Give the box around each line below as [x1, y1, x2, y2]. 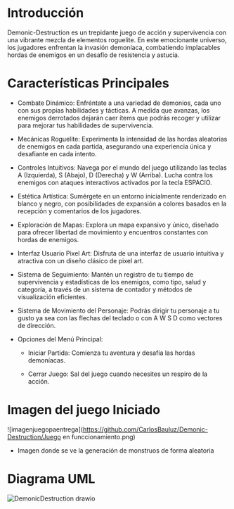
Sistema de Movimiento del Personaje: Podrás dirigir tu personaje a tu [17, 306, 220, 315]
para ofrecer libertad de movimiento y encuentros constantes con [17, 227, 209, 237]
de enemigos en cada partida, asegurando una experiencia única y [17, 142, 212, 151]
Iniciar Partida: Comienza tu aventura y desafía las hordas [27, 348, 195, 357]
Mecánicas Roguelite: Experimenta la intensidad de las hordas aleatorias [17, 134, 228, 143]
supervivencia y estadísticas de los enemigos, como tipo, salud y [17, 277, 207, 286]
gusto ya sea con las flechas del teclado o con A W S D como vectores [17, 313, 223, 322]
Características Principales [7, 75, 170, 92]
